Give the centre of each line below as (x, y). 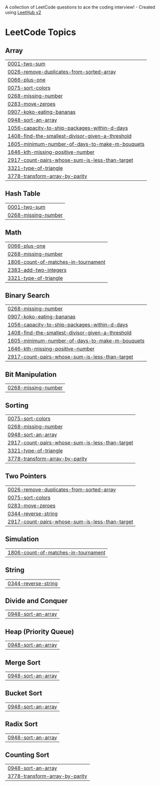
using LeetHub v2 (23, 12)
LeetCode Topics (41, 32)
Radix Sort (21, 724)
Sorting (17, 405)
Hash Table (23, 194)
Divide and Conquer (37, 600)
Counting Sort (27, 755)
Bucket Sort (24, 693)
